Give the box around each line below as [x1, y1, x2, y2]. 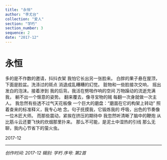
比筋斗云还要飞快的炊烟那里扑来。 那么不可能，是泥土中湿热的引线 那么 [5, 119, 152, 125]
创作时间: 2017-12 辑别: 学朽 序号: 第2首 [5, 150, 86, 156]
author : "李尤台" [5, 12, 39, 17]
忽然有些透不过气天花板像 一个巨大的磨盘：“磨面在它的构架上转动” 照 [19, 100, 161, 106]
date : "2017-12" [5, 35, 39, 40]
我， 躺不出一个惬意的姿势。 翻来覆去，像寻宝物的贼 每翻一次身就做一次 [5, 94, 153, 100]
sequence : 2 [5, 30, 30, 35]
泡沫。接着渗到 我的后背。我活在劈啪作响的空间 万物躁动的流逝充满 [18, 87, 156, 93]
